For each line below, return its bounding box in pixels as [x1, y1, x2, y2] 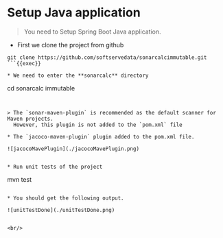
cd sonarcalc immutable [7, 84, 75, 92]
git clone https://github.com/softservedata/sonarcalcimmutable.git [7, 53, 207, 61]
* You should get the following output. [7, 194, 125, 202]
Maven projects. [7, 115, 54, 122]
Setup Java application [7, 5, 141, 21]
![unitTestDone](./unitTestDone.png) [7, 206, 115, 213]
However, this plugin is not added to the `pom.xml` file [13, 121, 183, 128]
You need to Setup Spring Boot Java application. [23, 27, 161, 36]
